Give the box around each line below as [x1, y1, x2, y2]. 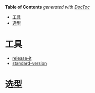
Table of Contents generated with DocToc [5, 4, 90, 10]
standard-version [12, 60, 47, 66]
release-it [12, 55, 32, 61]
